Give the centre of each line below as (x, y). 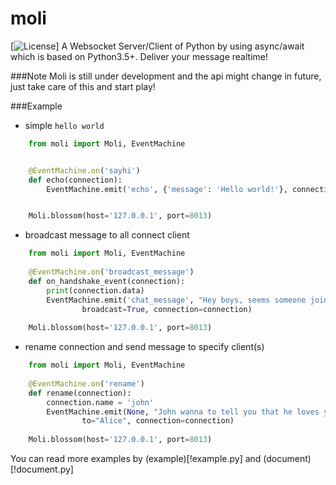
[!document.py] (42, 469)
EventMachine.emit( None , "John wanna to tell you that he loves (183, 412)
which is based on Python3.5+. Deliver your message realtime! (139, 56)
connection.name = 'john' (100, 402)
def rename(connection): (80, 393)
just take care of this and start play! (83, 86)
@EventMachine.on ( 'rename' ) (86, 383)
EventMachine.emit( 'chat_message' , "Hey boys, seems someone (176, 300)
